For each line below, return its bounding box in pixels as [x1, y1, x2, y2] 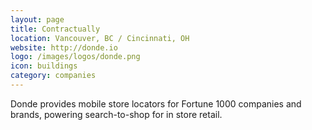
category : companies [10, 71, 97, 81]
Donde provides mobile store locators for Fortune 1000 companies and [10, 97, 302, 110]
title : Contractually [10, 24, 101, 34]
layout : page [10, 14, 65, 25]
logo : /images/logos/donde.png [10, 52, 141, 62]
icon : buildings [10, 61, 78, 71]
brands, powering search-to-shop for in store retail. [10, 108, 223, 120]
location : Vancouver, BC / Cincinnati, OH [10, 33, 190, 43]
